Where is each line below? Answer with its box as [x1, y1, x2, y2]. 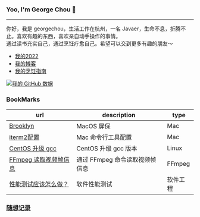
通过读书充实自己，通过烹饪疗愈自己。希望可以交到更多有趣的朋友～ [6, 40, 173, 47]
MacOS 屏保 [76, 122, 111, 130]
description [102, 111, 136, 119]
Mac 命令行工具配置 [76, 133, 132, 141]
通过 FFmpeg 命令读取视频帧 [76, 155, 157, 163]
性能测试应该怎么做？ [9, 180, 70, 188]
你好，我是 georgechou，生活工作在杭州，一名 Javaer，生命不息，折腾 [6, 25, 181, 32]
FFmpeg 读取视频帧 [9, 155, 64, 163]
